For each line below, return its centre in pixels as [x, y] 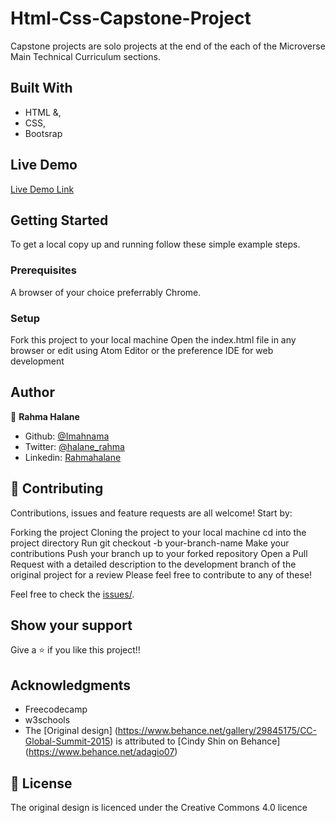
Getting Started [59, 220]
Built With [41, 88]
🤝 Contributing [57, 488]
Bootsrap [43, 133]
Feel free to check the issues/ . [72, 594]
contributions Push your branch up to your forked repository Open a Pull [159, 553]
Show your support [71, 625]
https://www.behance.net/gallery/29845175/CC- [217, 731]
